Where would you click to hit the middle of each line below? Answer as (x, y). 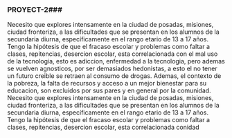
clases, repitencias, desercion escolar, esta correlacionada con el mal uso (113, 54)
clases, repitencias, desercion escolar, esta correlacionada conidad (103, 127)
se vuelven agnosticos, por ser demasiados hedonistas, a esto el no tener (113, 69)
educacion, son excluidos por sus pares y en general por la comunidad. (109, 90)
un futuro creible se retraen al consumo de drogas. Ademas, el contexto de (114, 76)
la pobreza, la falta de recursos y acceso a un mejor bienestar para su (107, 83)
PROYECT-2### (35, 10)
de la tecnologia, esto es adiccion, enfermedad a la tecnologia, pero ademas (116, 61)
